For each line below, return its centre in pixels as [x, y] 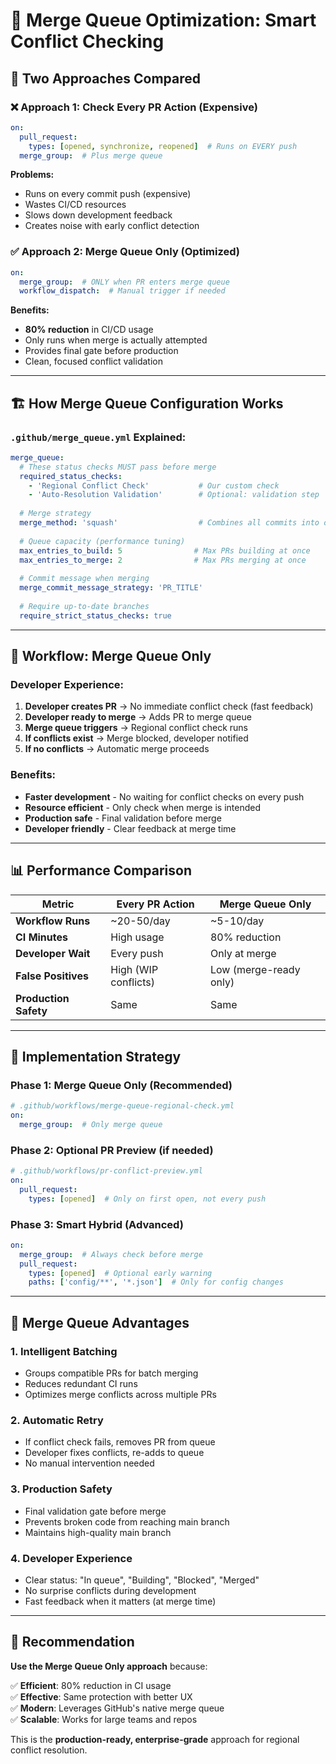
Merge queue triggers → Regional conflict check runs [136, 728]
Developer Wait [53, 953]
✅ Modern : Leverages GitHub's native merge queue [117, 1708]
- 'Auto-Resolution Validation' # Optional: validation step [174, 495]
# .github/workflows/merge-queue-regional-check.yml [122, 1106]
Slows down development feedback [98, 215]
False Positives [52, 976]
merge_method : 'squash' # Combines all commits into [169, 523]
